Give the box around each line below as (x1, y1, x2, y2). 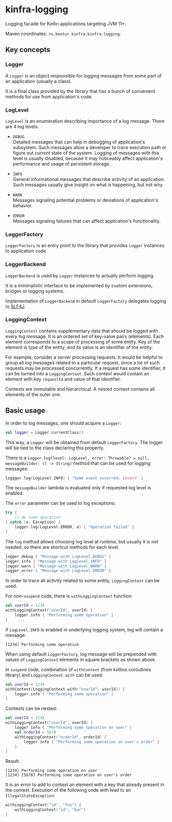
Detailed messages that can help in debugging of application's (12, 139, 145, 145)
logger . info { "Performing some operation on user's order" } (24, 739, 160, 744)
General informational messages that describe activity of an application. (12, 176, 165, 182)
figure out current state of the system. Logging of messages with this (12, 150, 160, 156)
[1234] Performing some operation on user (5, 768, 98, 773)
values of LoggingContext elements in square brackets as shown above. (5, 656, 157, 663)
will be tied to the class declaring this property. (5, 445, 105, 451)
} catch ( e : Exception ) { (5, 520, 61, 525)
